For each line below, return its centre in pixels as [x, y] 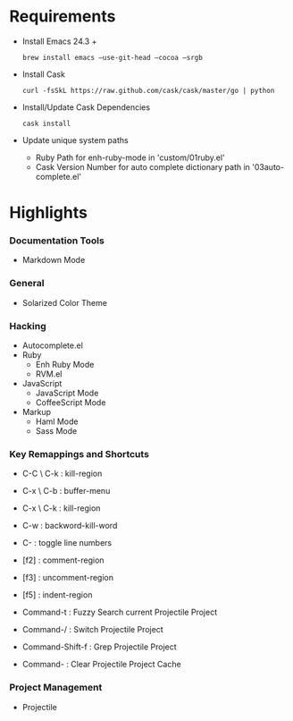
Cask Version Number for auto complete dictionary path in [142, 166]
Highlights [48, 213]
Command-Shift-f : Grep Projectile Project [99, 647]
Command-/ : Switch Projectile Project [92, 630]
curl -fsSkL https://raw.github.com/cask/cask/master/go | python [148, 90]
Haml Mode [57, 421]
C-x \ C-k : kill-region [61, 508]
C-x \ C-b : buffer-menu [66, 491]
